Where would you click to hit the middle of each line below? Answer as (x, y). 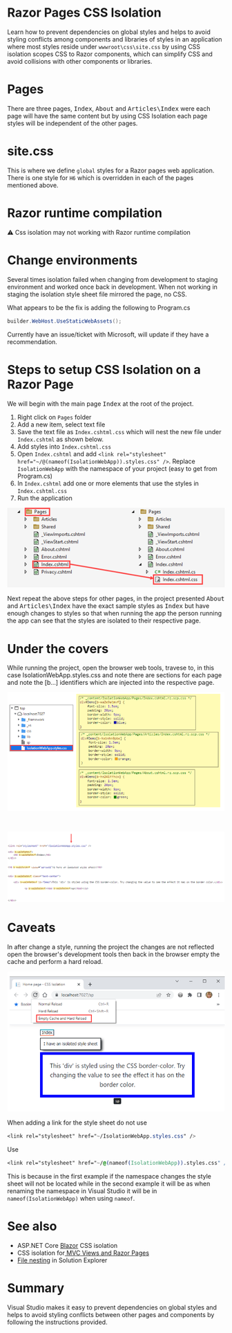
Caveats (31, 928)
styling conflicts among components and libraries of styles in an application (115, 39)
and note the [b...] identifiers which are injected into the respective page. (111, 683)
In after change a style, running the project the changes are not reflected (110, 947)
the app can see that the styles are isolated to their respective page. (104, 620)
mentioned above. (33, 185)
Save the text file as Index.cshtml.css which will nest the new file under (119, 431)
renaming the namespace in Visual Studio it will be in (82, 1191)
